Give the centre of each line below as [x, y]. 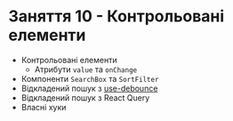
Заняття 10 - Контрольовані [116, 16]
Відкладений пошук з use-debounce [89, 88]
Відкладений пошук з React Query [85, 97]
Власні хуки [44, 107]
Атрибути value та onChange [86, 69]
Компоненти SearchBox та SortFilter [90, 78]
